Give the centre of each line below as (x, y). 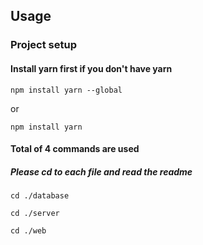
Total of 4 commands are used (75, 149)
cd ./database (40, 196)
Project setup (43, 45)
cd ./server (35, 214)
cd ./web (28, 231)
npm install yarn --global (66, 90)
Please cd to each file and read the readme (101, 171)
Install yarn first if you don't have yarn (91, 68)
